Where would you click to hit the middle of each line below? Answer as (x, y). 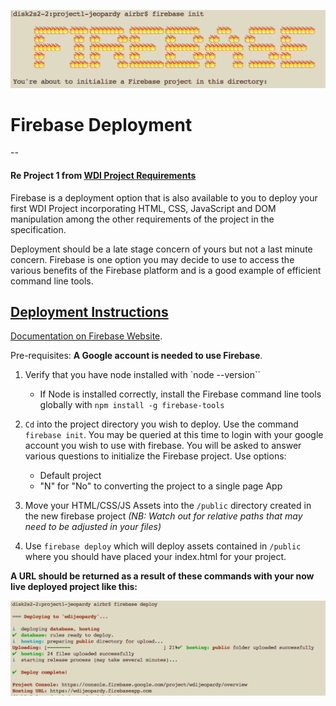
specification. (38, 229)
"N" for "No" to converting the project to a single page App (161, 486)
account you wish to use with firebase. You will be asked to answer (163, 446)
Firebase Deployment (101, 124)
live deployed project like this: (74, 587)
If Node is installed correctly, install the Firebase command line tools (180, 394)
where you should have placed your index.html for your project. (155, 557)
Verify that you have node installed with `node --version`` (143, 375)
